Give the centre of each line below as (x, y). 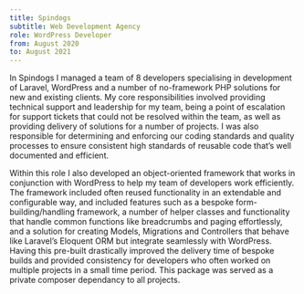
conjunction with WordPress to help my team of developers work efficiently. (152, 183)
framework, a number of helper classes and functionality (183, 212)
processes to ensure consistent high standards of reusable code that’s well (151, 146)
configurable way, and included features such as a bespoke (122, 203)
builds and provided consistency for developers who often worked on (140, 260)
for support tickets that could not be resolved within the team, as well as (145, 117)
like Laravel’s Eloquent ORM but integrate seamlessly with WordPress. (141, 241)
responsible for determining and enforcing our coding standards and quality (152, 136)
